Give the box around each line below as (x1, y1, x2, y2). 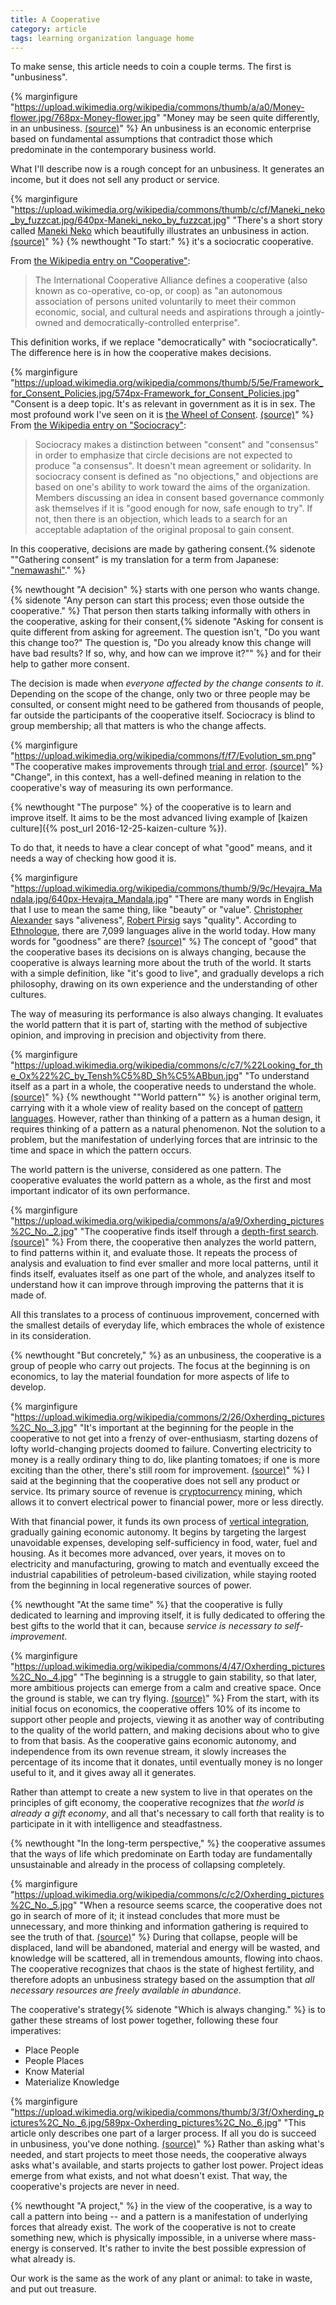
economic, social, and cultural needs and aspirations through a (34, 306, 295, 318)
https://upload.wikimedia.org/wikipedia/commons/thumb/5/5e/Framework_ (14, 377, 324, 389)
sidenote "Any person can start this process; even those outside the (24, 594, 305, 606)
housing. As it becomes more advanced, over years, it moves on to (10, 1547, 286, 1560)
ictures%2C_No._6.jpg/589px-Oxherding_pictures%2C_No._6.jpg (10, 2117, 278, 2129)
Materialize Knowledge (24, 2076, 120, 2088)
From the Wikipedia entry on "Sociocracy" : (10, 419, 187, 431)
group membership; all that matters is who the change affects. (10, 720, 267, 732)
